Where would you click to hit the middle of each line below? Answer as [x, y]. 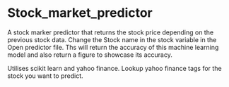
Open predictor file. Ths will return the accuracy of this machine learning [113, 47]
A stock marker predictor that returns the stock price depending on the [111, 32]
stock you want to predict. [45, 76]
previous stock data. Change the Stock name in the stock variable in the [112, 39]
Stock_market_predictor [80, 13]
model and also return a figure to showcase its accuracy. [90, 55]
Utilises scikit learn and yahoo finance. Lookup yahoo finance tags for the [114, 68]
